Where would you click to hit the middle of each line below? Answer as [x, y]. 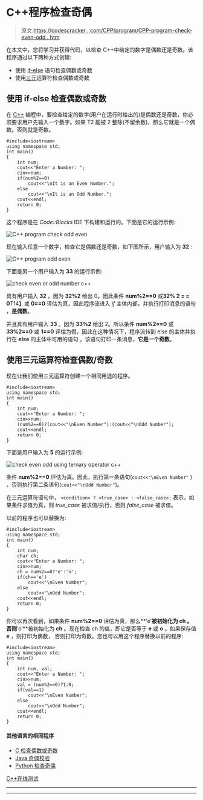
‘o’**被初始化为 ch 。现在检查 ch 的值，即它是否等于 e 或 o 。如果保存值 [107, 628]
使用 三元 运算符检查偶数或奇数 [52, 78]
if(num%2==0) [34, 178]
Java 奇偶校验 [32, 758]
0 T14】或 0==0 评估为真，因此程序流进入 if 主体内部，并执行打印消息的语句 [101, 303]
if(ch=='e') [32, 577]
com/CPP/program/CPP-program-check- [141, 30]
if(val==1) [31, 690]
